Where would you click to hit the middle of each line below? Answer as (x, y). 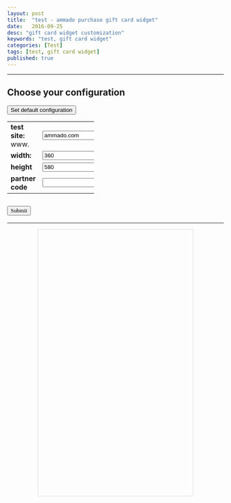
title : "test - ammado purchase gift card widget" (82, 20)
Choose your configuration (66, 92)
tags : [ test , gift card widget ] (53, 52)
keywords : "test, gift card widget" (59, 39)
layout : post (26, 13)
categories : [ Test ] (35, 45)
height (21, 167)
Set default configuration (42, 110)
